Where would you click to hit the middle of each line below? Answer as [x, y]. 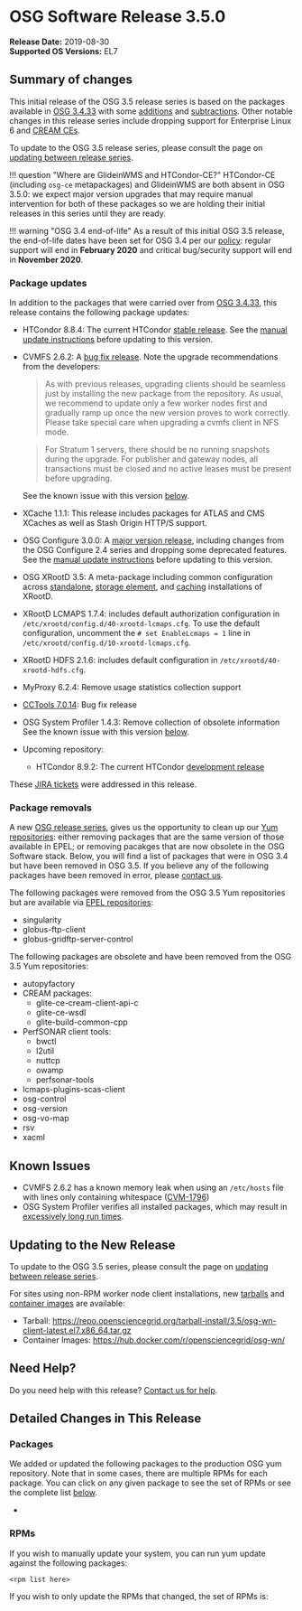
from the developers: [61, 367]
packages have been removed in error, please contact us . [116, 876]
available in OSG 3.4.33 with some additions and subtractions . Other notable [151, 111]
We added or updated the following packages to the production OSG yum [146, 1464]
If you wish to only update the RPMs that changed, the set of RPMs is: [139, 1596]
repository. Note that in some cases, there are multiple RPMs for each [138, 1474]
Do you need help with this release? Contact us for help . [114, 1390]
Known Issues [50, 1166]
